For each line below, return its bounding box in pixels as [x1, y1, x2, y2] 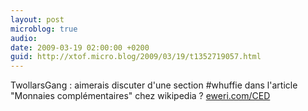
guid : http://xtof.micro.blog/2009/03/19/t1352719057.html [10, 52, 262, 62]
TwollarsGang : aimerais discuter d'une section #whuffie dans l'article [10, 79, 298, 91]
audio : [10, 33, 38, 43]
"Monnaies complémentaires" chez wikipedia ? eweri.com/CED [10, 90, 271, 102]
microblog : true [10, 24, 78, 34]
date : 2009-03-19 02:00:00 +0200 [10, 42, 150, 53]
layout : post [10, 14, 65, 25]
